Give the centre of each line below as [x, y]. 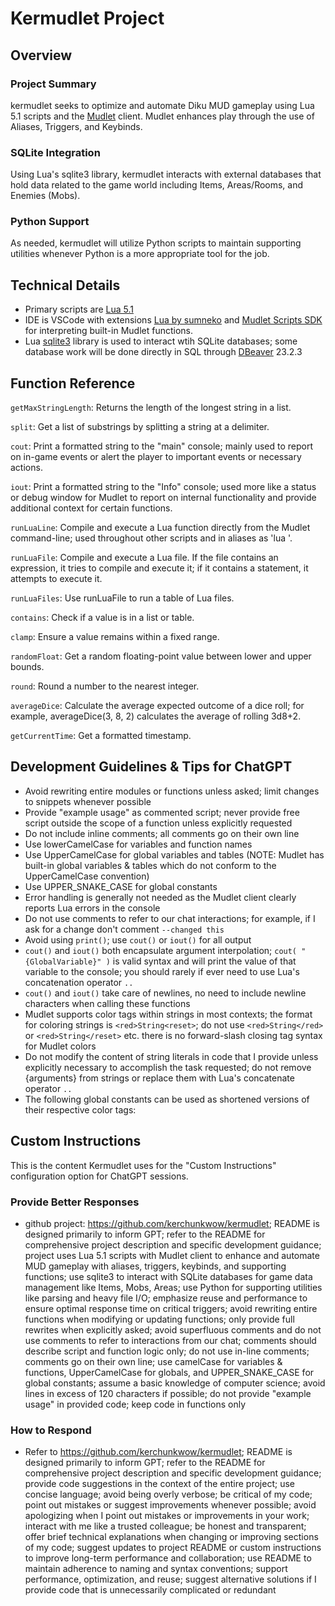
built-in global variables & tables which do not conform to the [150, 865]
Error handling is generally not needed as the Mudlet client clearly [160, 897]
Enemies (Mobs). [45, 196]
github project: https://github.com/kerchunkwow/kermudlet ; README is [172, 1224]
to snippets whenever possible [88, 801]
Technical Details [65, 285]
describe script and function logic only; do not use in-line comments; [167, 1351]
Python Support [50, 222]
